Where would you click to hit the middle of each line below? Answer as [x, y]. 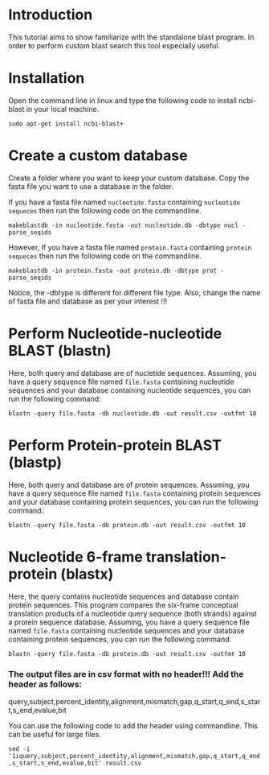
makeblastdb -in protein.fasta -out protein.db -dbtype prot [113, 270]
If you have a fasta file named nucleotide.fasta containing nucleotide [124, 202]
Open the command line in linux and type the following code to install [122, 100]
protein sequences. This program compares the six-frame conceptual [123, 604]
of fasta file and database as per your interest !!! [88, 301]
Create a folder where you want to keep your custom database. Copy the [129, 178]
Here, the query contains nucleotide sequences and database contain [124, 596]
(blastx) [87, 574]
